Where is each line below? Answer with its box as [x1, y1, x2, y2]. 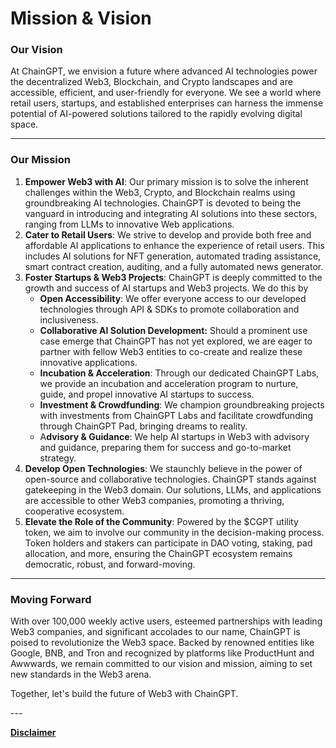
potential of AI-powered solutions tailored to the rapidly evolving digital [10, 108, 303, 120]
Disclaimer [10, 727, 57, 739]
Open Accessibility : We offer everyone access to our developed [39, 292, 307, 304]
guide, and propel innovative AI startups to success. [39, 388, 255, 400]
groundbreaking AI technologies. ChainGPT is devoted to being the [24, 197, 302, 209]
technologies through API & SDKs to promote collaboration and [39, 303, 300, 315]
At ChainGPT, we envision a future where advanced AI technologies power [10, 65, 318, 77]
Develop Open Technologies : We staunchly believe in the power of [24, 462, 303, 474]
